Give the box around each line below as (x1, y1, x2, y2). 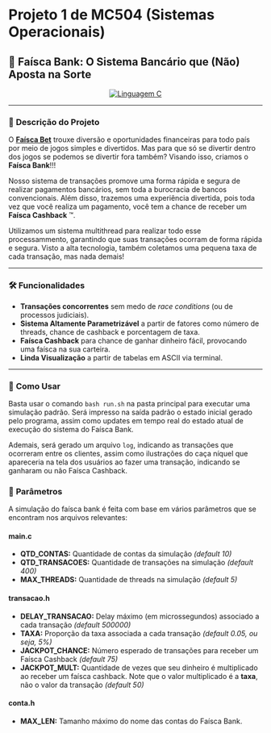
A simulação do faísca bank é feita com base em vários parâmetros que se (8, 504, 256, 514)
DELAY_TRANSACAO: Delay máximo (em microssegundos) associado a (19, 611, 260, 621)
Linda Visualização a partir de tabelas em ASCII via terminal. (19, 352, 223, 362)
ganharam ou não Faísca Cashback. (8, 465, 127, 475)
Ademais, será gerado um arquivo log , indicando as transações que (8, 439, 234, 449)
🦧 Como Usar (8, 381, 60, 392)
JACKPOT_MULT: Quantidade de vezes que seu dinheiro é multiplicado (19, 663, 258, 673)
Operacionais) (8, 23, 106, 41)
